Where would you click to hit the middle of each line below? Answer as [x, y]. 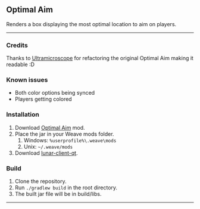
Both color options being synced [55, 93]
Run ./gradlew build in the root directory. [66, 188]
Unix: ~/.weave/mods [48, 146]
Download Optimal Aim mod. [50, 127]
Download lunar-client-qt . [46, 153]
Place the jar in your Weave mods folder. [64, 134]
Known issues [27, 80]
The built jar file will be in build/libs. [58, 194]
